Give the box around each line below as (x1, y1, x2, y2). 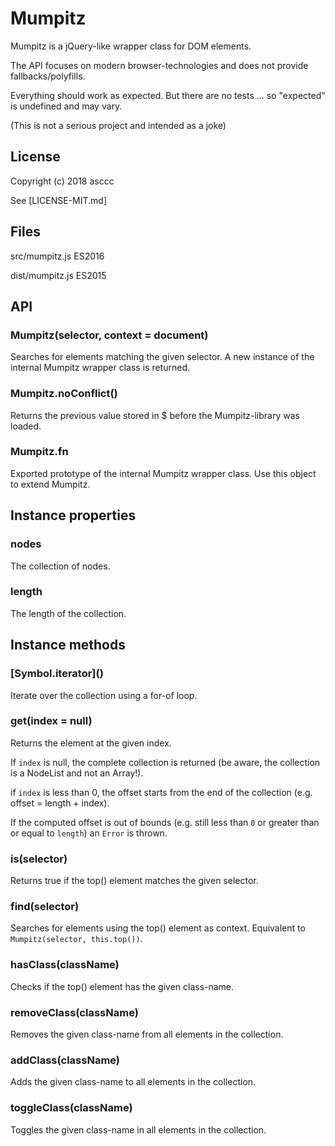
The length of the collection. (10, 607, 127, 619)
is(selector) (10, 852, 68, 866)
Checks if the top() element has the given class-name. (10, 980, 235, 992)
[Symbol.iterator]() (10, 667, 104, 681)
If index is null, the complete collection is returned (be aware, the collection (10, 756, 321, 768)
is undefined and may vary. (10, 100, 123, 112)
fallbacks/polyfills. (10, 70, 86, 82)
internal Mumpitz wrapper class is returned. (10, 362, 190, 374)
